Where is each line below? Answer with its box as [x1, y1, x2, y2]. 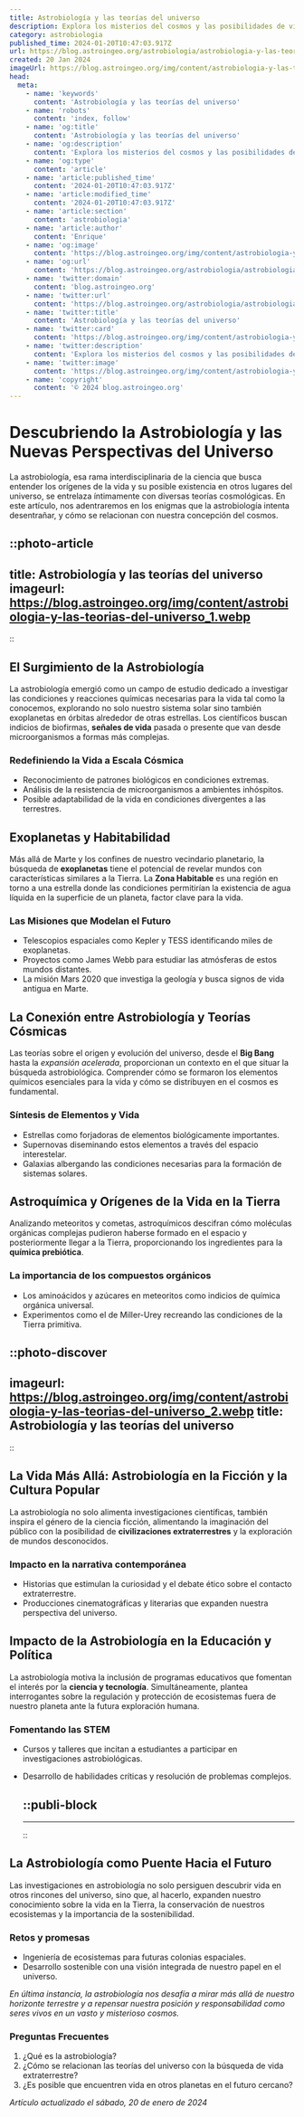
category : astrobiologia [9, 30, 103, 39]
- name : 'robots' [25, 106, 91, 115]
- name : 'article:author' [25, 223, 124, 233]
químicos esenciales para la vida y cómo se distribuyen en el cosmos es [9, 1077, 279, 1087]
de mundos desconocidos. [9, 1535, 109, 1546]
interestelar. [22, 1148, 67, 1159]
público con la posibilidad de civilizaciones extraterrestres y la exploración [9, 1525, 292, 1536]
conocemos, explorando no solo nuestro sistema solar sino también [9, 703, 262, 714]
